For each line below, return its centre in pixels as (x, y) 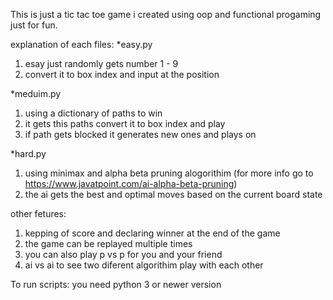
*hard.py (28, 153)
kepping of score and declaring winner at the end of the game (152, 233)
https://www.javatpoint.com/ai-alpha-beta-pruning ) (131, 183)
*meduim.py (36, 93)
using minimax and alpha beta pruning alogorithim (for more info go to (169, 173)
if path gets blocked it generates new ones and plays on (140, 134)
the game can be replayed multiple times (108, 243)
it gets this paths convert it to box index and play (125, 123)
